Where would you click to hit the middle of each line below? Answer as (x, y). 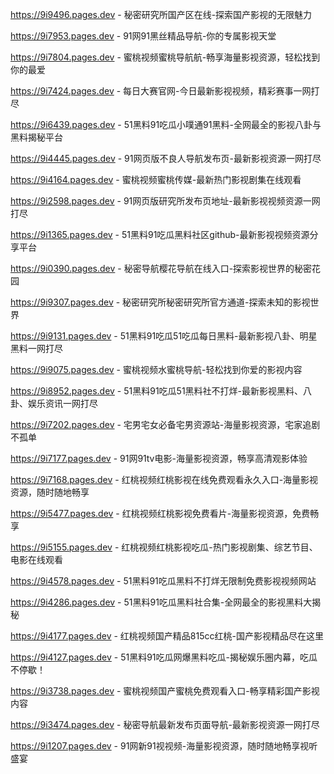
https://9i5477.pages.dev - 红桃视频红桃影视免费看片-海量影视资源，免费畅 (165, 513)
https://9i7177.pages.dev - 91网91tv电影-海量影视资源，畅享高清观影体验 (159, 458)
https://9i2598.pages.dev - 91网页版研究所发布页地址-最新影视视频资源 (156, 201)
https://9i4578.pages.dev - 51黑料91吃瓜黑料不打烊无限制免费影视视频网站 (163, 581)
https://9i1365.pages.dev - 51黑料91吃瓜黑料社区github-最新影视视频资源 (160, 234)
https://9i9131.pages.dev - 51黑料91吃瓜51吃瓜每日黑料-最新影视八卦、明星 (164, 336)
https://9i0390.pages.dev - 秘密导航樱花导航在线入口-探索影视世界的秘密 (161, 268)
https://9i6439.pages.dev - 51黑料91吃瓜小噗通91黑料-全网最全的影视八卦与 (166, 124)
